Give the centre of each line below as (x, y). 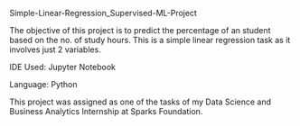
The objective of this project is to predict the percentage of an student (140, 30)
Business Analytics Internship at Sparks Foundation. (106, 111)
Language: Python (44, 84)
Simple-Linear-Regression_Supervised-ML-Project (103, 13)
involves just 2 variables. (55, 49)
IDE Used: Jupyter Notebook (62, 67)
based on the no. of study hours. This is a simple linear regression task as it (150, 40)
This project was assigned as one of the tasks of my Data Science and (141, 102)
